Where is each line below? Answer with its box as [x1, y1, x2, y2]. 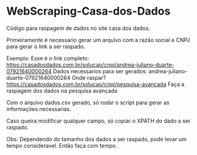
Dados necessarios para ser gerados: [52, 67, 148, 74]
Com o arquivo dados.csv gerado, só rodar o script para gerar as [6, 99, 170, 106]
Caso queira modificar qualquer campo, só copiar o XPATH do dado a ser [6, 117, 191, 124]
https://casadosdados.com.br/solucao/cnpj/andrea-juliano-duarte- [6, 61, 175, 68]
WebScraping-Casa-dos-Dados [6, 4, 171, 18]
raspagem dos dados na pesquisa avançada [6, 87, 118, 94]
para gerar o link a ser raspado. [6, 43, 85, 50]
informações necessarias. [6, 105, 71, 112]
